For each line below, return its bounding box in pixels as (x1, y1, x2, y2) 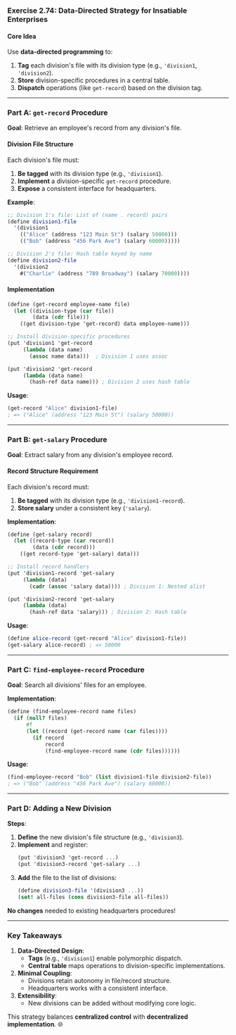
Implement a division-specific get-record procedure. (17, 177, 172, 185)
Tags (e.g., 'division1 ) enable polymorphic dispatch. (27, 954, 183, 962)
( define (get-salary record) (7, 531, 93, 538)
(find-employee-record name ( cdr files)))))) (44, 747, 181, 755)
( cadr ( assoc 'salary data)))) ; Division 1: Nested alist (29, 583, 206, 590)
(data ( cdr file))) (32, 314, 90, 321)
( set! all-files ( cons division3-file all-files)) (17, 893, 169, 901)
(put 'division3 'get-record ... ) (17, 854, 119, 861)
